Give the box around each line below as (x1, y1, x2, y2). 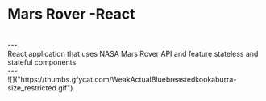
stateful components (7, 57, 77, 67)
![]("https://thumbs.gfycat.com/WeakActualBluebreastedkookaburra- (7, 74, 237, 84)
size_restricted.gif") (7, 82, 73, 93)
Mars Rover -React (7, 5, 135, 23)
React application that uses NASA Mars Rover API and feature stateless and (7, 48, 259, 58)
